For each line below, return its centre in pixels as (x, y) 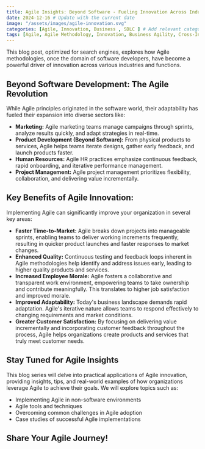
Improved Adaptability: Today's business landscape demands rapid (101, 302)
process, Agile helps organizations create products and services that (102, 334)
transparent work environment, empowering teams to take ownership (102, 282)
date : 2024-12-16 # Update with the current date (71, 18)
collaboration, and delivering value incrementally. (77, 178)
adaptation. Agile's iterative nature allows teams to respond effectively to (107, 308)
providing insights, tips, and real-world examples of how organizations (95, 381)
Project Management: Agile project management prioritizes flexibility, (103, 172)
